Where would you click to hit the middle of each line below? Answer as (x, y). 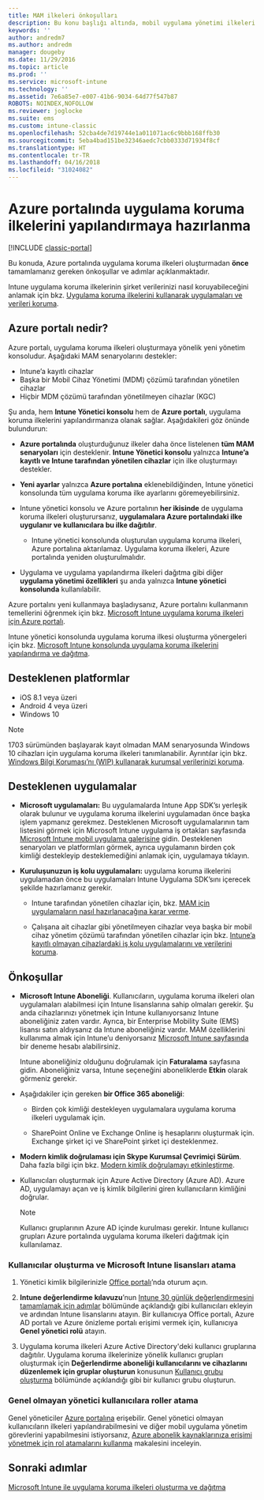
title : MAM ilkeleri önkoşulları (63, 15)
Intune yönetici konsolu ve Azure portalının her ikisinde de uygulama (131, 508)
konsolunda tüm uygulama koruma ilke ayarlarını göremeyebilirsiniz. (130, 493)
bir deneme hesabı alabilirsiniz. (70, 1047)
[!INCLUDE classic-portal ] (50, 247)
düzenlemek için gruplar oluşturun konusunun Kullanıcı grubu (121, 1372)
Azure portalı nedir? (58, 329)
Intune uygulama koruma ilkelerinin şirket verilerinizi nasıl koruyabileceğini (128, 286)
